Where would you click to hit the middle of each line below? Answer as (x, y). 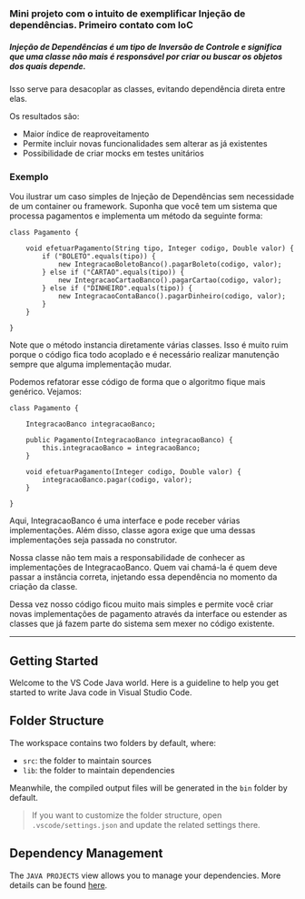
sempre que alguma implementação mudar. (91, 364)
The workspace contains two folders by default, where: (113, 742)
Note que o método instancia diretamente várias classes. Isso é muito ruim (149, 345)
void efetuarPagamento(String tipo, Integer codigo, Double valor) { (160, 248)
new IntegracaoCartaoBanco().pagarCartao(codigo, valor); (170, 280)
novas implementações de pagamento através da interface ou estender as (148, 614)
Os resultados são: (44, 116)
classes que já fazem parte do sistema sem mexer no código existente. (142, 624)
